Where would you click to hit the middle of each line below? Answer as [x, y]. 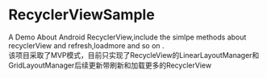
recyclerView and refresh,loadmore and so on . [86, 45]
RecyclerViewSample [81, 15]
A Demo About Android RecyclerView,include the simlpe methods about [127, 37]
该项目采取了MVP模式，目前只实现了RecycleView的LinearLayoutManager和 [134, 55]
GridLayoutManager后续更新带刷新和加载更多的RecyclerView [110, 65]
